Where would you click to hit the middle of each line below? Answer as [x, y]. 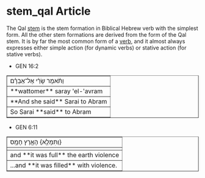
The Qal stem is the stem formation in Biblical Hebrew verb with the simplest [102, 28]
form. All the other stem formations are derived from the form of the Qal [96, 34]
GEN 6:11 [26, 127]
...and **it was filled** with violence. [63, 165]
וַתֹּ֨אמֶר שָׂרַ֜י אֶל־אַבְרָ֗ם [37, 81]
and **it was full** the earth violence [65, 155]
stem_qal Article [49, 11]
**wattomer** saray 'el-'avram [56, 91]
